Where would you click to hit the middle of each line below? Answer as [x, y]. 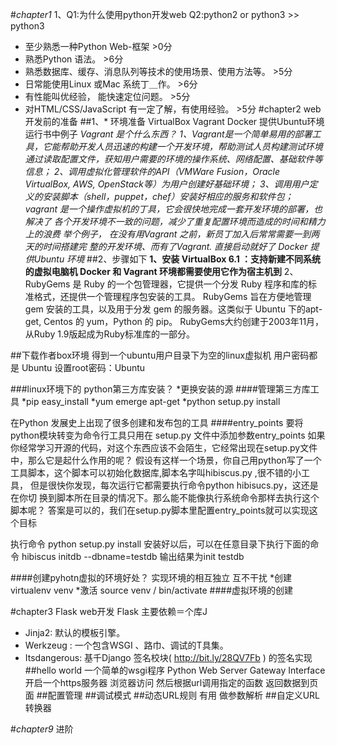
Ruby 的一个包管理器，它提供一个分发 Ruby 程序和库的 [196, 284]
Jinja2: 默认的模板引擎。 [75, 632]
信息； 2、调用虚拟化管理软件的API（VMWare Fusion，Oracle [152, 171]
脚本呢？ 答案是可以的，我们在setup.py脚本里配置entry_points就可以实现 [160, 510]
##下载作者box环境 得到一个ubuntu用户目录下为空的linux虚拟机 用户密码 [160, 355]
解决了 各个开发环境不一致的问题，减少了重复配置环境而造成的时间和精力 [175, 221]
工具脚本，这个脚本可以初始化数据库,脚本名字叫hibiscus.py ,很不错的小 [156, 472]
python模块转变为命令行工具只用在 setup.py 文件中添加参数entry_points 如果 [168, 435]
